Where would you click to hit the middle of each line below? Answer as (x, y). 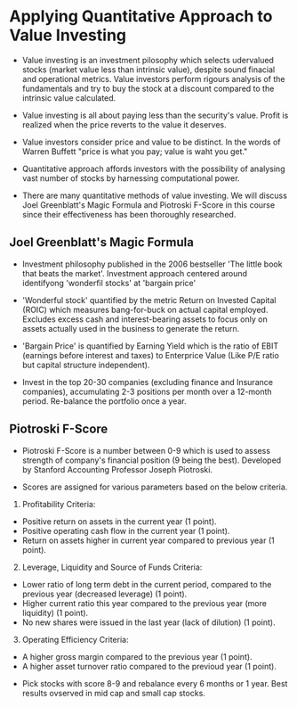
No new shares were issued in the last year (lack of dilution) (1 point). (148, 622)
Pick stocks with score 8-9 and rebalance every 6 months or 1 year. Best (155, 683)
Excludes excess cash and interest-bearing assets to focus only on (145, 319)
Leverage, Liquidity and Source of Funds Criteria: (112, 567)
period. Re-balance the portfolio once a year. (104, 401)
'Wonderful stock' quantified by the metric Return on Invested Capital (149, 300)
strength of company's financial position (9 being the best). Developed (152, 460)
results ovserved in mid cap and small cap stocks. (114, 693)
